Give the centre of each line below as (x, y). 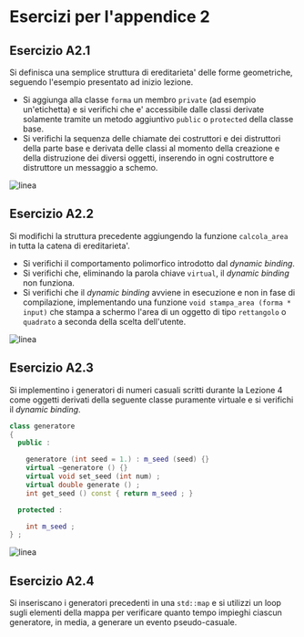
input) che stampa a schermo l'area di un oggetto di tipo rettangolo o (154, 311)
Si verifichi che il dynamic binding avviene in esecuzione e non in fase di (159, 292)
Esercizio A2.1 (50, 51)
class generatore (42, 426)
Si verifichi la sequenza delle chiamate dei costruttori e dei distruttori (152, 138)
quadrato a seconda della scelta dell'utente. (104, 321)
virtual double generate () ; (83, 485)
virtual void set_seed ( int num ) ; (93, 476)
